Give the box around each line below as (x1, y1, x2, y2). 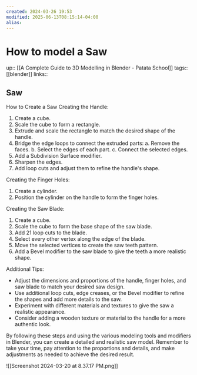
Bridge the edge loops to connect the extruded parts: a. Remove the (14, 140, 180, 147)
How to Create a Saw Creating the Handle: (6, 104, 109, 111)
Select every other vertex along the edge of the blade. (14, 235, 146, 243)
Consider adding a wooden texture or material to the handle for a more (14, 314, 186, 321)
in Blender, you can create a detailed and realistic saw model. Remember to (6, 339, 189, 346)
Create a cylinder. (14, 188, 58, 195)
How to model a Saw (6, 45, 108, 58)
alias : (6, 19, 22, 25)
